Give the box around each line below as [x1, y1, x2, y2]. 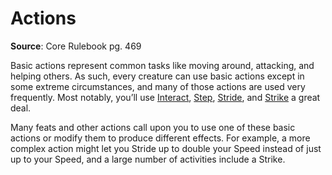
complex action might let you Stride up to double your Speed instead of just [10, 142, 322, 154]
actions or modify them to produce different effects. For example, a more [10, 132, 311, 144]
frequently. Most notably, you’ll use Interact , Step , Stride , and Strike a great [10, 91, 321, 103]
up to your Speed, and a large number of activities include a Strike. [10, 153, 286, 165]
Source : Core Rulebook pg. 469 [10, 40, 142, 52]
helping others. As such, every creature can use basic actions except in [10, 70, 305, 82]
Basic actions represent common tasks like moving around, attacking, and [10, 59, 315, 71]
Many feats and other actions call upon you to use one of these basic [10, 121, 296, 133]
